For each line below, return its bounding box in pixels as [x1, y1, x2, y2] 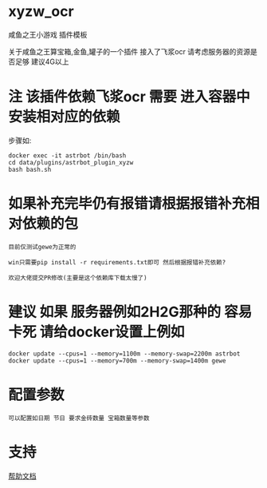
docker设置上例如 [67, 323, 185, 341]
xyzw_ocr [8, 2, 74, 21]
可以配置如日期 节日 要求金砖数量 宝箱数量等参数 [8, 414, 150, 422]
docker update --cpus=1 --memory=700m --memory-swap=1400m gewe [8, 356, 226, 365]
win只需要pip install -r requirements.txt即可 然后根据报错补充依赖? [8, 258, 226, 266]
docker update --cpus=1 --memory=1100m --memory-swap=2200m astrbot [8, 350, 241, 358]
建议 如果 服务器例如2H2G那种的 [8, 303, 222, 321]
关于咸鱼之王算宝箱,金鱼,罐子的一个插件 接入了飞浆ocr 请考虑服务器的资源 [8, 46, 251, 56]
